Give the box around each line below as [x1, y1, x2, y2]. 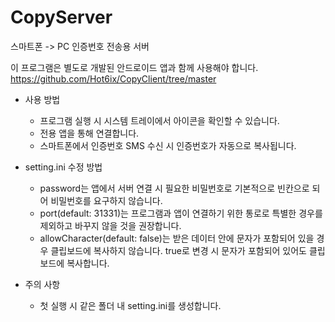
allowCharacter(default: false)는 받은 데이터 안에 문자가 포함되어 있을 [39, 232, 315, 244]
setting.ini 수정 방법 [24, 161, 103, 173]
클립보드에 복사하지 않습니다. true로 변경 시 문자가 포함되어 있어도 [50, 244, 307, 256]
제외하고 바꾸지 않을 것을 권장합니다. [39, 219, 182, 231]
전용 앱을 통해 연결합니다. [39, 127, 140, 139]
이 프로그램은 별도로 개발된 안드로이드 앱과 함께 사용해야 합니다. [10, 61, 259, 73]
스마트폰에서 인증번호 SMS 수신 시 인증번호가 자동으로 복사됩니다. [39, 139, 297, 151]
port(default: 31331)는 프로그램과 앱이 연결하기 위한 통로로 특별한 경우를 [39, 207, 323, 219]
